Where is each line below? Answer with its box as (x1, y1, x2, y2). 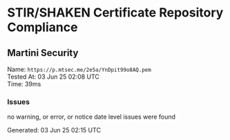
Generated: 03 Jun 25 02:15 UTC (7, 126, 102, 134)
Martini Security (7, 47, 79, 59)
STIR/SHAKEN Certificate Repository (7, 5, 224, 21)
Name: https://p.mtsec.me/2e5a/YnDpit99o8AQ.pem (7, 66, 152, 73)
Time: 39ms (7, 80, 41, 88)
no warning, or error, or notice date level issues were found (7, 112, 176, 121)
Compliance (7, 19, 78, 35)
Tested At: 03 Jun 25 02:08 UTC (7, 72, 100, 81)
